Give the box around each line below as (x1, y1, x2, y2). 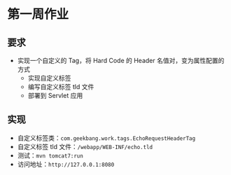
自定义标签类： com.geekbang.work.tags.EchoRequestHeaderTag (17, 134, 196, 142)
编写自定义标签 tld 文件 (27, 83, 94, 91)
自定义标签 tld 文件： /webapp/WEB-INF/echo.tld (17, 142, 153, 150)
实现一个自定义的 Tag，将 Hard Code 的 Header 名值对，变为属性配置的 (17, 57, 225, 64)
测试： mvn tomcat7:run (17, 151, 84, 160)
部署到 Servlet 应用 (27, 92, 83, 99)
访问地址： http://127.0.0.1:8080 (17, 160, 115, 168)
